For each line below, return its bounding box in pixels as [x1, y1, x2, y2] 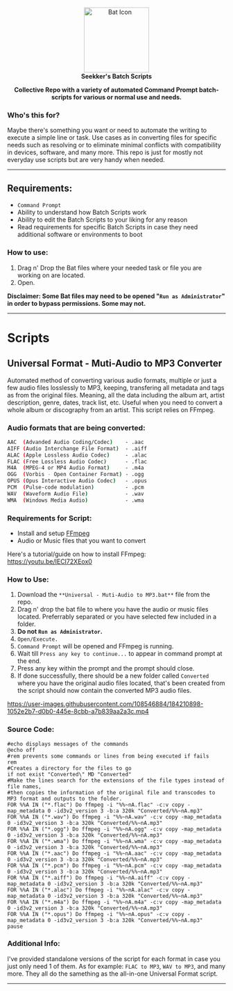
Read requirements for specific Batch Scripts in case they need [17, 223, 198, 231]
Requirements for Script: [7, 513, 92, 523]
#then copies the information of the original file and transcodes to [7, 789, 216, 796]
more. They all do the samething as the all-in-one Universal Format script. [7, 969, 218, 978]
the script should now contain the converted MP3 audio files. [17, 687, 192, 695]
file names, [7, 783, 42, 790]
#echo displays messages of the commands [7, 740, 129, 747]
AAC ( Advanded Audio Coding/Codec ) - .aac [7, 439, 144, 445]
